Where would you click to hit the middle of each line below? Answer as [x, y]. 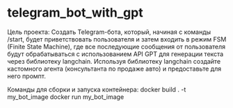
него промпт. [27, 76]
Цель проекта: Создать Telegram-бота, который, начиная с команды [109, 32]
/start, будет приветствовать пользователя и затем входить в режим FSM [117, 39]
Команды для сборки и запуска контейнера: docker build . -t [97, 89]
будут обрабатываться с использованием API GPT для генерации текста [115, 54]
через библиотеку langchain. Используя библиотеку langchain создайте [114, 61]
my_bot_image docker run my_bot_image [66, 97]
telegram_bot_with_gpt [75, 13]
